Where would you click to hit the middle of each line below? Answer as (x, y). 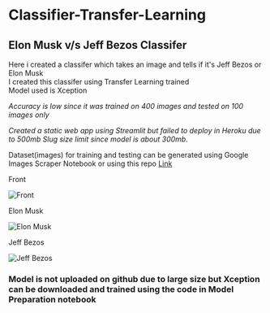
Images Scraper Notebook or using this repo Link (90, 163)
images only (29, 115)
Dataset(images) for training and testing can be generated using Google (129, 155)
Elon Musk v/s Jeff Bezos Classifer (98, 45)
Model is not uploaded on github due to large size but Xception (135, 279)
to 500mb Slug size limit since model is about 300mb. (98, 139)
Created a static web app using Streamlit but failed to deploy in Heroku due (135, 130)
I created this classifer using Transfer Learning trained (99, 82)
